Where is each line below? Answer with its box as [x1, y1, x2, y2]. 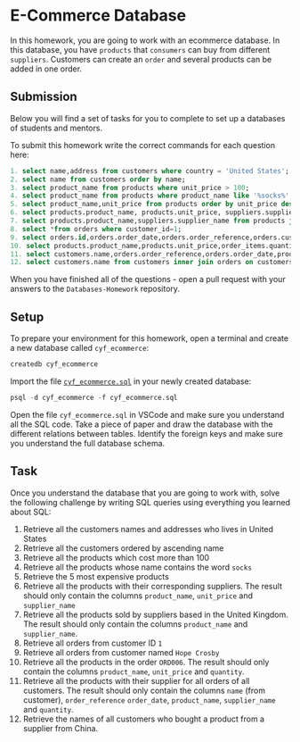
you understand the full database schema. [10, 438, 166, 448]
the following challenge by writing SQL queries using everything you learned [10, 496, 291, 507]
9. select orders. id [10, 233, 87, 242]
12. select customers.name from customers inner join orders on [10, 258, 254, 267]
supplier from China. [22, 722, 99, 733]
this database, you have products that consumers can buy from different [10, 44, 271, 54]
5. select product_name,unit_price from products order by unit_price [10, 200, 278, 209]
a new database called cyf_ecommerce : [10, 343, 150, 354]
